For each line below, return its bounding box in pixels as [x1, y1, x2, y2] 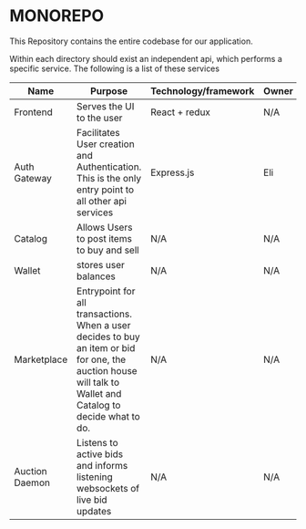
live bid [76, 493, 107, 506]
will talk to [76, 376, 120, 389]
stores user [76, 258, 126, 271]
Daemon [14, 476, 50, 489]
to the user [76, 111, 123, 124]
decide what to [76, 410, 141, 422]
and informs [76, 459, 128, 472]
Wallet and [76, 387, 122, 399]
